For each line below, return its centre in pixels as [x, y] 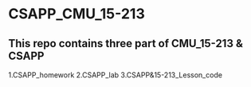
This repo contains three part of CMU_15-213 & [125, 43]
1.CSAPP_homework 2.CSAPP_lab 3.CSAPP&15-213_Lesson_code [116, 75]
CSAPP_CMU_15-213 [76, 14]
